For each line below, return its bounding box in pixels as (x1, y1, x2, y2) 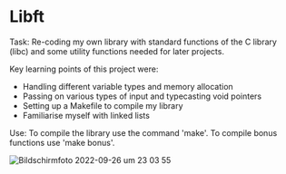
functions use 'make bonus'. (9, 137, 115, 148)
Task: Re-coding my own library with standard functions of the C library (9, 36, 277, 47)
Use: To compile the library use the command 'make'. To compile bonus (9, 127, 278, 138)
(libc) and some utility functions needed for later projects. (9, 45, 225, 56)
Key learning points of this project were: (9, 63, 159, 74)
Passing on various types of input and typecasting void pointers (22, 91, 261, 101)
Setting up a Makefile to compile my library (22, 100, 183, 111)
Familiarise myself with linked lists (22, 110, 150, 121)
